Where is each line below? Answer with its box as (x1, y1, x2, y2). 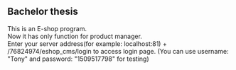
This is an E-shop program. (7, 24, 87, 33)
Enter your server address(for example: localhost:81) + (7, 39, 167, 48)
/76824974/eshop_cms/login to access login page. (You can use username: (7, 47, 229, 55)
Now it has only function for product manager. (7, 32, 142, 40)
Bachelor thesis (7, 6, 78, 18)
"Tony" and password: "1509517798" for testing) (7, 54, 149, 63)
